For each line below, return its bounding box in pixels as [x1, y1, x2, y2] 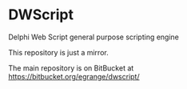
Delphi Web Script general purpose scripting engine [8, 32, 180, 42]
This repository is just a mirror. [8, 47, 109, 57]
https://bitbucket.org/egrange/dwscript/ [8, 71, 140, 81]
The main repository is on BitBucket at [8, 63, 134, 73]
